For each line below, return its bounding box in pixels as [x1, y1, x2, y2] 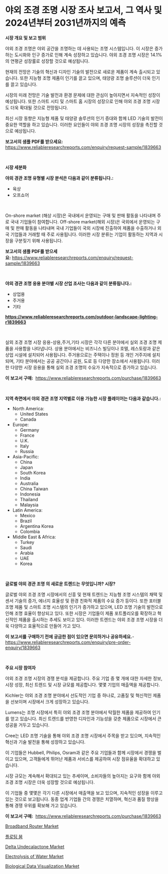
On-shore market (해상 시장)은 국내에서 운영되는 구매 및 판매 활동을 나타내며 [5, 212, 156, 218]
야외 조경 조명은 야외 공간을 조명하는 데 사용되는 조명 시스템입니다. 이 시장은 [5, 45, 154, 51]
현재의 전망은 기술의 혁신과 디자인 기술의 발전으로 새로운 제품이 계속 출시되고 [5, 68, 155, 74]
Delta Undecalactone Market [5, 843, 65, 849]
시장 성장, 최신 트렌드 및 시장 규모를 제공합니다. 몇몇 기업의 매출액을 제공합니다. [5, 681, 160, 687]
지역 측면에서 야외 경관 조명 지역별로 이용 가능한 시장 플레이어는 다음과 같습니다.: [5, 395, 161, 402]
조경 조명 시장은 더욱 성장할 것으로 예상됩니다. [5, 779, 95, 785]
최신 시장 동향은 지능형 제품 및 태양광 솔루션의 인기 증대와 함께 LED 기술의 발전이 [5, 115, 163, 121]
